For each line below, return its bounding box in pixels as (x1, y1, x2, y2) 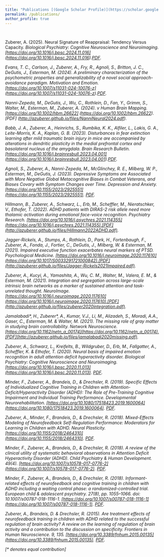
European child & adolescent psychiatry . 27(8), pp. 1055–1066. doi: (5, 491, 141, 497)
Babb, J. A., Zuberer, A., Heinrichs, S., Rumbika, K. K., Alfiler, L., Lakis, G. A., (5, 125, 159, 131)
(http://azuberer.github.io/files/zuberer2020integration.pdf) (5, 304, 125, 309)
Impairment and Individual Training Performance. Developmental (5, 395, 136, 401)
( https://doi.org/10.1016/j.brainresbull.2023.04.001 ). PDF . (5, 156, 117, 162)
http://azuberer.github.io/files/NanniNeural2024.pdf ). (19, 116, 127, 122)
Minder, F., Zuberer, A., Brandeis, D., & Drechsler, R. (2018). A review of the (5, 445, 156, 451)
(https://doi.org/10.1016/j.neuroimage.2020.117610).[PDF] (5, 299, 119, 304)
